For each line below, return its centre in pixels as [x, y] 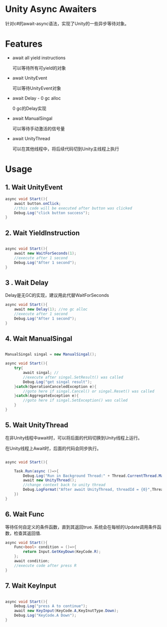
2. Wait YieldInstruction [42, 233]
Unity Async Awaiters [51, 9]
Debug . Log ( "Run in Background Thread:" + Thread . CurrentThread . [91, 476]
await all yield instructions [39, 58]
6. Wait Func [25, 514]
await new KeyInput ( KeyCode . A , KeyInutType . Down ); [67, 611]
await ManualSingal [32, 118]
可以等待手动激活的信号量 [39, 128]
